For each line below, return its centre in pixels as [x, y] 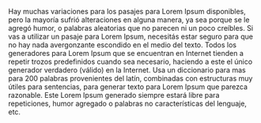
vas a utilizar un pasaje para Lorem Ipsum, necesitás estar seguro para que [130, 36]
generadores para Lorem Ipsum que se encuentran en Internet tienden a [126, 53]
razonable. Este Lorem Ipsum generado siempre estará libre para [114, 95]
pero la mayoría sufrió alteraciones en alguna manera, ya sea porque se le [129, 20]
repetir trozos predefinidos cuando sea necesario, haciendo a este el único [130, 61]
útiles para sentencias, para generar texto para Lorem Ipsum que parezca [128, 87]
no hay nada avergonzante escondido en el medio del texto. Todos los [123, 45]
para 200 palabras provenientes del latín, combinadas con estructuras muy [130, 78]
